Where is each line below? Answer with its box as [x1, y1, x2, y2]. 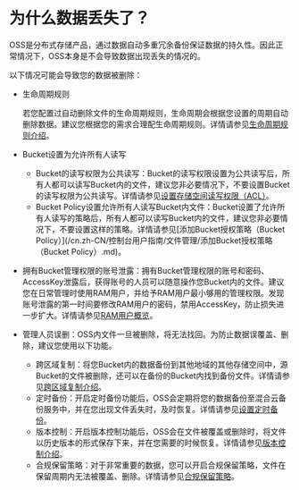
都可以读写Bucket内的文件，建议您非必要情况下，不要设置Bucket [51, 179, 290, 190]
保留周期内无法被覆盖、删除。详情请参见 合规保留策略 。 [35, 470, 239, 481]
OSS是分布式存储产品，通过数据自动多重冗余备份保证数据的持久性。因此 [9, 39, 276, 50]
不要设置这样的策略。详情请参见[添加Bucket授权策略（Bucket [59, 224, 286, 234]
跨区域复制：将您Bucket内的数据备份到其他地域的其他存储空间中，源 [35, 359, 288, 369]
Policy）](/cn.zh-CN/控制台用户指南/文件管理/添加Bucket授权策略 [35, 234, 273, 246]
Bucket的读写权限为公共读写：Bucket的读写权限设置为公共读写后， [35, 167, 283, 179]
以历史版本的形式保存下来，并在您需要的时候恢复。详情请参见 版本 [35, 437, 278, 448]
